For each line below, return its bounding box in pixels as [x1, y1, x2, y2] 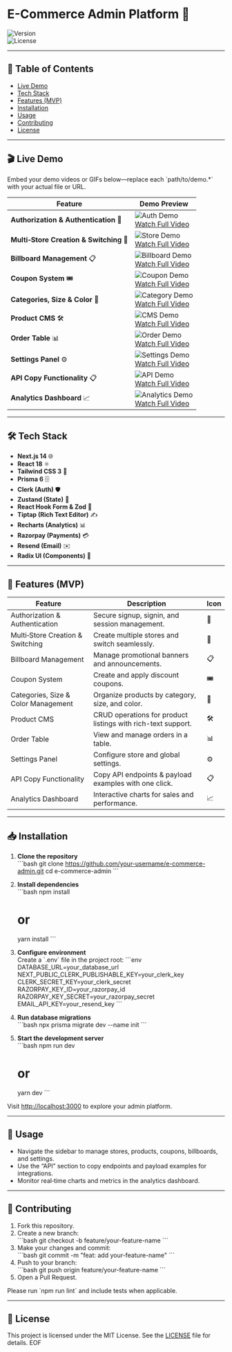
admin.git [17, 867, 44, 875]
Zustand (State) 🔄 [17, 495, 70, 504]
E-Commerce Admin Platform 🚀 [7, 6, 190, 22]
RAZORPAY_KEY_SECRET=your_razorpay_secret [17, 992, 155, 1001]
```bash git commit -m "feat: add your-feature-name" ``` [17, 1251, 175, 1259]
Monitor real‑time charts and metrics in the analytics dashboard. [17, 1176, 200, 1184]
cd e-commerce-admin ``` [45, 867, 119, 875]
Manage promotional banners [93, 651, 189, 660]
